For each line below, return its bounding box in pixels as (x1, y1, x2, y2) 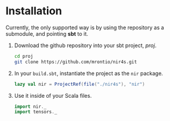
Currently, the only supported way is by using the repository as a (5, 24, 165, 31)
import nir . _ (14, 103, 47, 110)
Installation (5, 4, 62, 18)
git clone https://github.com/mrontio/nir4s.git (14, 58, 137, 65)
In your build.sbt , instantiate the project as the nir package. (14, 70, 163, 77)
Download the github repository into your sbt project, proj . (14, 42, 157, 49)
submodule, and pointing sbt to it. (5, 30, 89, 37)
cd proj (14, 53, 33, 59)
